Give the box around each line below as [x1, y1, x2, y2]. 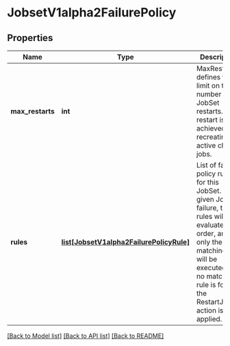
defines [196, 72, 221, 81]
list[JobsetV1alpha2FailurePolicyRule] [61, 237, 190, 247]
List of [196, 161, 217, 170]
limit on [196, 81, 220, 90]
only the [196, 237, 222, 247]
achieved [196, 124, 226, 133]
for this [196, 178, 219, 187]
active [196, 141, 216, 150]
